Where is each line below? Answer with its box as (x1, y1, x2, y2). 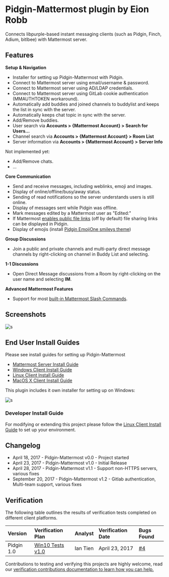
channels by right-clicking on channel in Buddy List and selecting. (12, 251, 149, 257)
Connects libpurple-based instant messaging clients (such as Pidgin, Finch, (5, 31, 162, 37)
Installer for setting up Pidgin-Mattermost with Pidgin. (12, 74, 124, 80)
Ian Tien (74, 545, 94, 552)
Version (8, 530, 27, 537)
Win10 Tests (34, 542, 64, 549)
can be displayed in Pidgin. (12, 221, 69, 227)
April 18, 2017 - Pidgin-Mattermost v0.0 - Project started (12, 455, 129, 461)
